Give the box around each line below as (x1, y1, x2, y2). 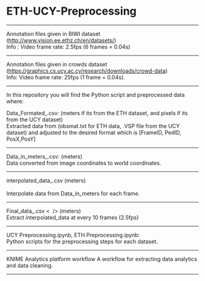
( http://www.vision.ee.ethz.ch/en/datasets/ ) (6, 37, 117, 44)
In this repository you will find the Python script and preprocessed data (6, 91, 185, 98)
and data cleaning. (6, 261, 53, 269)
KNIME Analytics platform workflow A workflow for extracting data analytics (6, 255, 197, 263)
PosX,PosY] (6, 135, 36, 143)
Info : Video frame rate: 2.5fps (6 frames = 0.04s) (6, 43, 131, 50)
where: (6, 98, 24, 105)
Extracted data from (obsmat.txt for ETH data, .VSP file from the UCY (6, 122, 180, 129)
